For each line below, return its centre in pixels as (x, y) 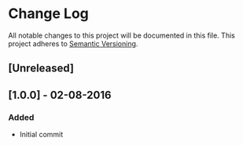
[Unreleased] (41, 69)
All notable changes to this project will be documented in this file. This (122, 35)
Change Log (48, 14)
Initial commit (41, 135)
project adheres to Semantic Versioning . (73, 43)
